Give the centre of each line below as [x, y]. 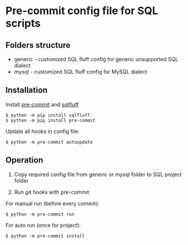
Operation [24, 160]
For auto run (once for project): [43, 225]
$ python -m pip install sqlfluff [48, 115]
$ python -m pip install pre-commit [50, 120]
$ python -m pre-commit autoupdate [49, 142]
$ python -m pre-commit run [40, 214]
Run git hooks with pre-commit [52, 192]
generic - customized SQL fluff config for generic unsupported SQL [96, 59]
